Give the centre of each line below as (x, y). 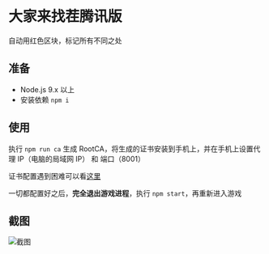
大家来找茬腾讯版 (66, 17)
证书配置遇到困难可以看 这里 (55, 176)
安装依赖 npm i (45, 99)
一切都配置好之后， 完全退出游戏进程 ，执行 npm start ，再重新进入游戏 (125, 193)
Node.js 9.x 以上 (47, 89)
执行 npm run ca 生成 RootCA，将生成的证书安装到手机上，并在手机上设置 (131, 148)
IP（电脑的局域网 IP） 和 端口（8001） (81, 159)
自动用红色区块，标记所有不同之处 (65, 40)
